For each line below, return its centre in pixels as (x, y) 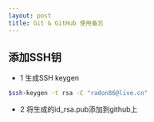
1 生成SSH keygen (49, 78)
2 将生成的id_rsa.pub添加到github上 (79, 109)
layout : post (30, 16)
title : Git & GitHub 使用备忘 (56, 23)
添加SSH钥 (35, 57)
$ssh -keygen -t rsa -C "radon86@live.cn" (78, 93)
